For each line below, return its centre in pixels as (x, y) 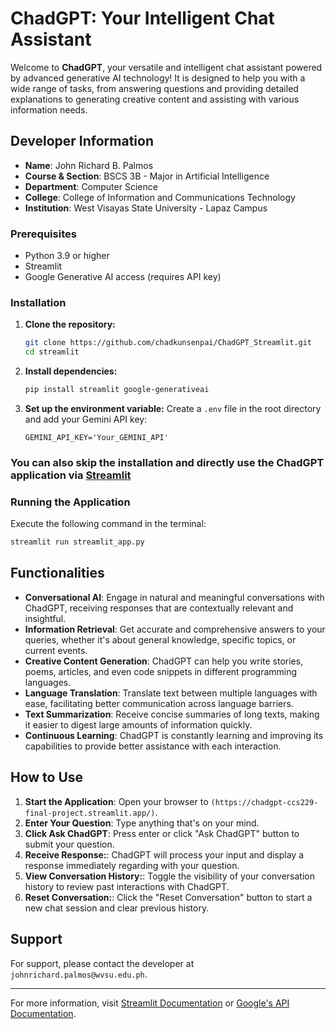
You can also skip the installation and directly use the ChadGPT (167, 462)
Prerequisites (43, 234)
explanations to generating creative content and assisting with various (155, 99)
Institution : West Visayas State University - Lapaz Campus (146, 208)
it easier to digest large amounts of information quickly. (138, 724)
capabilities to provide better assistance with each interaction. (153, 746)
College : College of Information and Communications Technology (160, 197)
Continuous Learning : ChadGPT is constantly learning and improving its (174, 735)
